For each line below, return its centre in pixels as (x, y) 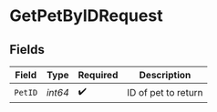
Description (165, 75)
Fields (27, 50)
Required (98, 75)
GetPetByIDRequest (86, 16)
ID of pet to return (165, 92)
